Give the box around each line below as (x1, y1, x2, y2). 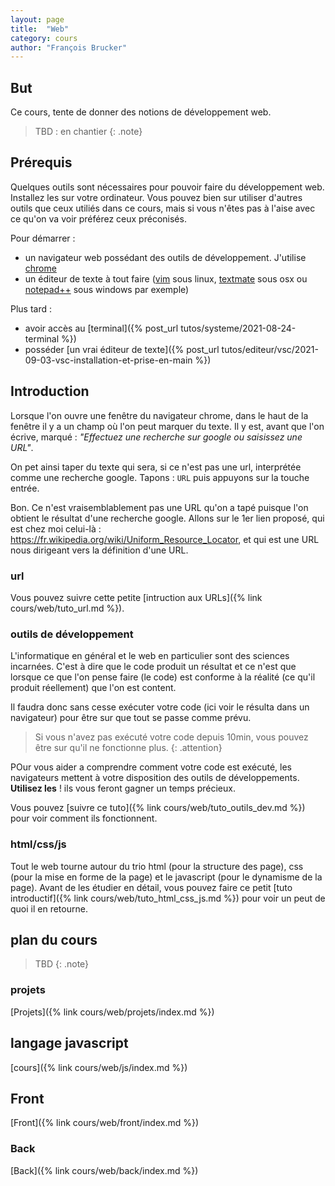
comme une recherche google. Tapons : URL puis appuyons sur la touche (10, 471, 310, 483)
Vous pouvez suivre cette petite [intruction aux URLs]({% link (10, 591, 263, 603)
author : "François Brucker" (10, 42, 128, 53)
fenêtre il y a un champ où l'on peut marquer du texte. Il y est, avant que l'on (10, 420, 325, 432)
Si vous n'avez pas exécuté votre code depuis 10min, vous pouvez (34, 731, 309, 743)
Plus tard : (10, 302, 53, 315)
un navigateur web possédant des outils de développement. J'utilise (24, 251, 307, 263)
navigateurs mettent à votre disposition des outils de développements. (10, 772, 300, 784)
